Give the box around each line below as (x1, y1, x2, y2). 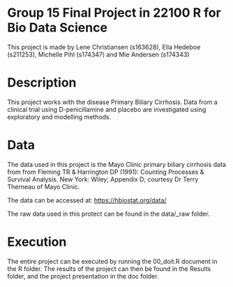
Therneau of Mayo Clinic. (7, 182, 80, 191)
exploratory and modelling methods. (7, 112, 112, 121)
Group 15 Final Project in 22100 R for (7, 5, 221, 21)
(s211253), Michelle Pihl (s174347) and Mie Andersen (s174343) (7, 50, 190, 59)
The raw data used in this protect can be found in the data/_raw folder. (7, 209, 211, 218)
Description (7, 75, 77, 91)
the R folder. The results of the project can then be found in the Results (7, 264, 211, 273)
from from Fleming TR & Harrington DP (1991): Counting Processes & (7, 168, 204, 176)
